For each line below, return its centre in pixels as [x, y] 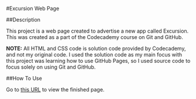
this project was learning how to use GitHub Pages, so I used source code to [98, 61]
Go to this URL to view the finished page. [55, 89]
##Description [23, 20]
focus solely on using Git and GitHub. [51, 67]
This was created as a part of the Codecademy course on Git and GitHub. [94, 37]
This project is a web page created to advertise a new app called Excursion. [97, 31]
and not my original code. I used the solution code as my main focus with [94, 54]
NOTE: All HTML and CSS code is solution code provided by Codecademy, [96, 48]
